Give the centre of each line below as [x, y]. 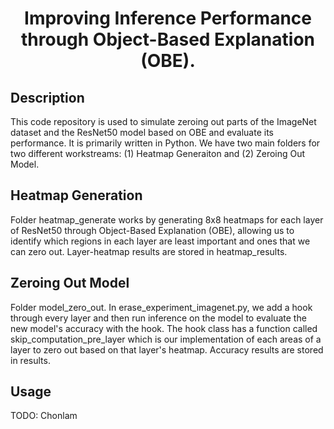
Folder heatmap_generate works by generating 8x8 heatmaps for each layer [167, 219]
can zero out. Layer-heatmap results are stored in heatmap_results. [149, 251]
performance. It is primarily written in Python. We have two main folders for [165, 143]
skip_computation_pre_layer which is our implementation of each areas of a [166, 339]
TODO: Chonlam [44, 416]
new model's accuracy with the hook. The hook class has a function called [164, 328]
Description [47, 97]
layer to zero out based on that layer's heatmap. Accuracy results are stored [167, 349]
